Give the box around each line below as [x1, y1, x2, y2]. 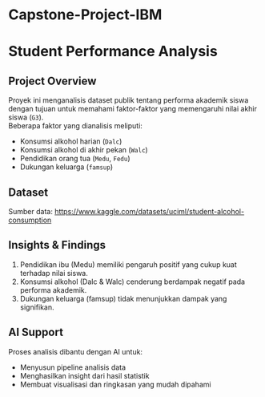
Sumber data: [8, 207, 54, 216]
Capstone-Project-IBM [8, 6, 163, 24]
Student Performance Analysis [8, 43, 218, 61]
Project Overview [8, 74, 97, 87]
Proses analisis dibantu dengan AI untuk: [8, 346, 143, 356]
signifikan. [19, 302, 54, 312]
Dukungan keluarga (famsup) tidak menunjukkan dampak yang [19, 294, 227, 303]
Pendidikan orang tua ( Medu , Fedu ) [19, 154, 130, 164]
